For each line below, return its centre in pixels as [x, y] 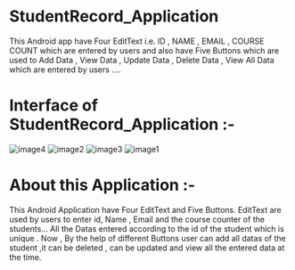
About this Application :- [102, 185]
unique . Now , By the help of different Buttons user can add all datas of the [148, 238]
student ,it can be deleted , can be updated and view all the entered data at [147, 248]
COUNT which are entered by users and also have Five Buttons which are [144, 50]
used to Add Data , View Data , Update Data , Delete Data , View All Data [142, 60]
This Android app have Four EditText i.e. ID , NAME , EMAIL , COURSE [137, 41]
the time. [25, 257]
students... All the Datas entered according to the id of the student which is [147, 228]
